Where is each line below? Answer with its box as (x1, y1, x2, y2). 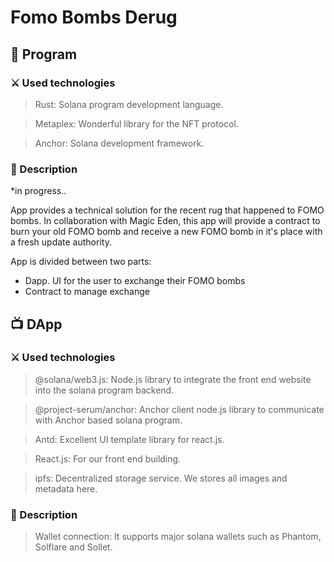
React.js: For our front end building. (34, 452, 182, 465)
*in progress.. (10, 185, 67, 197)
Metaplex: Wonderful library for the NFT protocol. (34, 117, 239, 130)
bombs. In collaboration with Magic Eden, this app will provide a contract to (10, 215, 321, 227)
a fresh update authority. (10, 236, 112, 248)
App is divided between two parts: (10, 256, 152, 268)
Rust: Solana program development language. (34, 98, 224, 110)
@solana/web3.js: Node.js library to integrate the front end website (34, 373, 312, 385)
